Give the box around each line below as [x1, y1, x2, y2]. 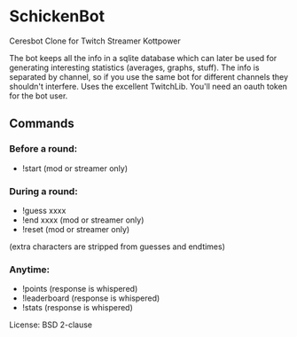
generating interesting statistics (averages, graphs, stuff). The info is [9, 62, 260, 73]
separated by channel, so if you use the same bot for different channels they [9, 71, 289, 82]
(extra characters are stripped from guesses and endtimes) [9, 241, 226, 252]
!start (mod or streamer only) [21, 162, 129, 174]
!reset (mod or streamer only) [21, 223, 130, 234]
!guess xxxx [21, 205, 66, 216]
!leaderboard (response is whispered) [21, 293, 160, 303]
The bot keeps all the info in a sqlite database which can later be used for [9, 52, 277, 63]
